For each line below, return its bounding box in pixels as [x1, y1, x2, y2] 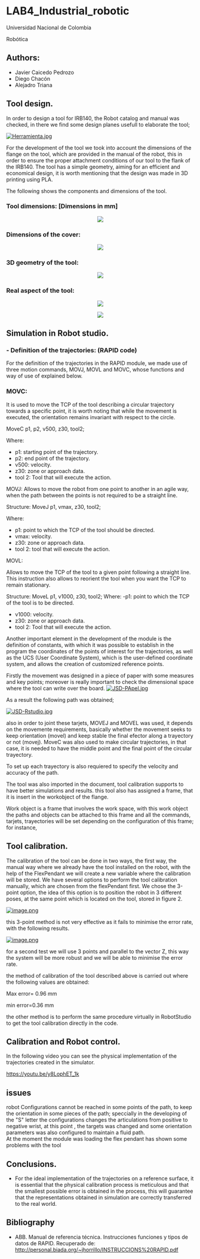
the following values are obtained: [6, 978, 90, 985]
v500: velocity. [14, 461, 52, 468]
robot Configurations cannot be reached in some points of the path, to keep [6, 1104, 192, 1111]
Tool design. [6, 99, 54, 109]
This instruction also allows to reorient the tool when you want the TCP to [6, 575, 186, 582]
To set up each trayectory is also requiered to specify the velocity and [6, 763, 179, 770]
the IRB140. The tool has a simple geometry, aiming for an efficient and [6, 163, 180, 170]
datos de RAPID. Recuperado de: [14, 1239, 96, 1246]
